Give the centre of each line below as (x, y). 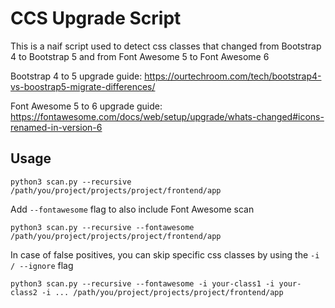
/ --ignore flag (42, 265)
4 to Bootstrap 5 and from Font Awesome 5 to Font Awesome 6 (140, 56)
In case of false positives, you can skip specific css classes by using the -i (165, 254)
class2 (24, 292)
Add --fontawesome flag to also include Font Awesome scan (132, 209)
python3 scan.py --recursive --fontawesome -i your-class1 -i (142, 283)
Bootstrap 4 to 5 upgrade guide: (76, 76)
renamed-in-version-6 (56, 127)
